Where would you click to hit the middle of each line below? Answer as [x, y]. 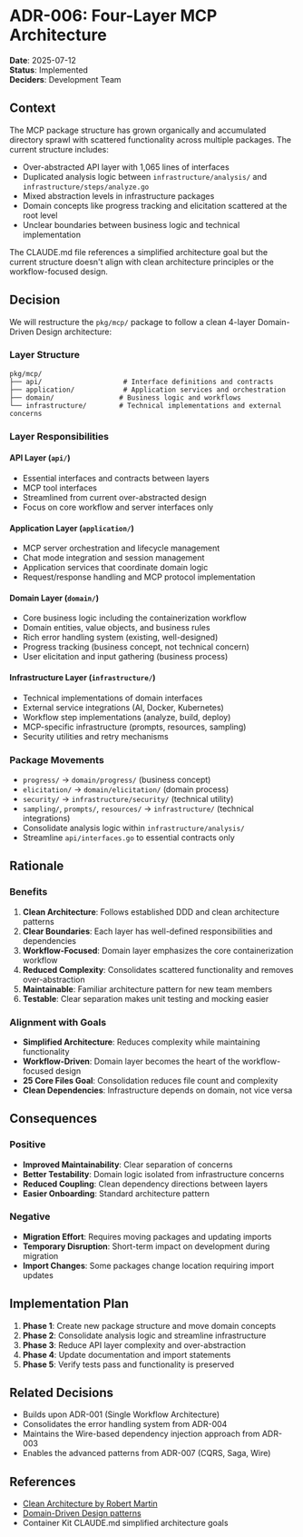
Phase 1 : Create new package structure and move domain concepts [149, 1325]
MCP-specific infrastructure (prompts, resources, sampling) [134, 727]
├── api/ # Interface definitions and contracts [142, 382]
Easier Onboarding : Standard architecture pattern [116, 1193]
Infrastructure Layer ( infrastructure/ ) [83, 677]
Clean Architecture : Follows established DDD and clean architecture [151, 912]
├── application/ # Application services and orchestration [147, 390]
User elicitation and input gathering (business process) [125, 657]
